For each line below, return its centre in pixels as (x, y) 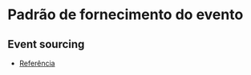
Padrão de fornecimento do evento (125, 15)
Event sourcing (46, 44)
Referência (37, 63)
